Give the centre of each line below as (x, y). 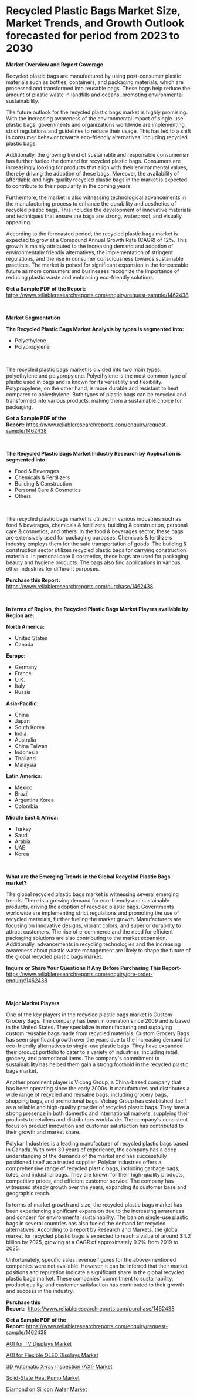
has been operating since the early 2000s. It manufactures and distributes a (98, 1088)
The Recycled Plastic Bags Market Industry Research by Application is (94, 453)
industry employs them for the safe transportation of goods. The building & (96, 544)
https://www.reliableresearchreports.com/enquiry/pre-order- (79, 974)
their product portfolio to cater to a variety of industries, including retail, (93, 1052)
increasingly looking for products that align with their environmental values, (97, 167)
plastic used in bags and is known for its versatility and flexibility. (84, 382)
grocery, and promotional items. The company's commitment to (83, 1058)
